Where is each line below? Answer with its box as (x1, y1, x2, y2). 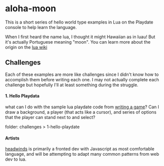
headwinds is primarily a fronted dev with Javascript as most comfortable (5, 146, 155, 152)
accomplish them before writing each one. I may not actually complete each (5, 76, 159, 82)
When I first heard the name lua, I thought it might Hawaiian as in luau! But (5, 34, 156, 40)
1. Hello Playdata (5, 93, 40, 99)
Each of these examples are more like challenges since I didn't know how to (5, 71, 159, 77)
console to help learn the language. (5, 24, 77, 30)
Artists (5, 135, 20, 141)
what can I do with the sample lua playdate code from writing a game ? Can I (5, 104, 159, 110)
